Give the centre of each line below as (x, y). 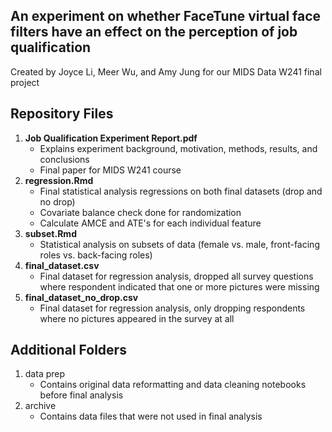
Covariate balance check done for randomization (140, 212)
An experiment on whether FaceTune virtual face (166, 16)
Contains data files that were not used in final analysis (151, 416)
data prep (45, 374)
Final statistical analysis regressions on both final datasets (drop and (181, 191)
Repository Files (62, 114)
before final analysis (81, 395)
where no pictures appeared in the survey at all (137, 318)
